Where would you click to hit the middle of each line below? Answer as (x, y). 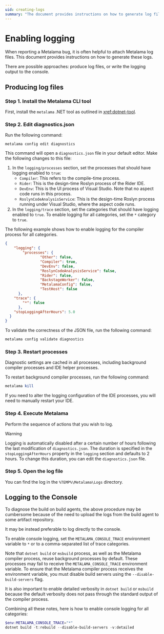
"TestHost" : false (59, 289)
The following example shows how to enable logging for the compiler (74, 229)
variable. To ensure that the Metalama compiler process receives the (74, 569)
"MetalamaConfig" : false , (66, 284)
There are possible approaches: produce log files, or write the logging (75, 67)
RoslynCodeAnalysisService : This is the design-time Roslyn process (87, 199)
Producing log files (34, 87)
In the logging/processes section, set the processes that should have (82, 168)
